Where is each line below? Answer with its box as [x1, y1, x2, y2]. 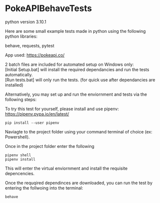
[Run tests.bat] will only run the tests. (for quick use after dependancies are [5, 77, 156, 83]
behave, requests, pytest [5, 43, 55, 48]
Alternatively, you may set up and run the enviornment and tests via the [5, 91, 147, 97]
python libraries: [5, 33, 38, 39]
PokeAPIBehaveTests [5, 3, 92, 14]
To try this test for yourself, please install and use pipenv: [5, 106, 119, 112]
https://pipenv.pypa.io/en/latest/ [5, 111, 69, 116]
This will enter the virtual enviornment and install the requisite [5, 165, 128, 171]
